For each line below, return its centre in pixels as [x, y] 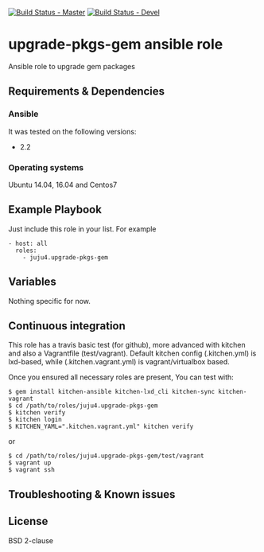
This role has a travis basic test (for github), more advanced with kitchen [127, 345]
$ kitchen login [35, 420]
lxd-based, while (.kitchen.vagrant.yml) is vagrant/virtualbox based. [119, 362]
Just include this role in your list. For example [82, 229]
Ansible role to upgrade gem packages [72, 66]
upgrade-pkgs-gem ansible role [116, 45]
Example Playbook [55, 210]
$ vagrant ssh [32, 470]
